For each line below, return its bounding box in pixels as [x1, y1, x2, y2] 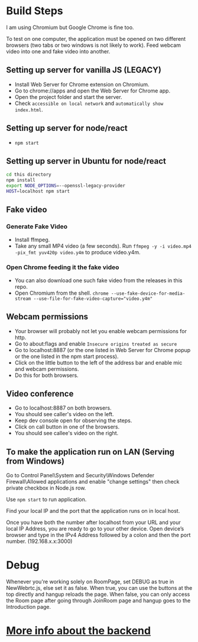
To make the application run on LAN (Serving [6, 446, 174, 457]
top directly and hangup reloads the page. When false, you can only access [6, 591, 190, 598]
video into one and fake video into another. [6, 47, 111, 55]
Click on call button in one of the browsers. [14, 423, 120, 430]
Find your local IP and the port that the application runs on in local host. [6, 507, 180, 515]
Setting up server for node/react [6, 123, 128, 133]
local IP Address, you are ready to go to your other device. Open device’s [6, 525, 184, 532]
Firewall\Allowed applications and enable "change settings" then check [6, 478, 180, 486]
